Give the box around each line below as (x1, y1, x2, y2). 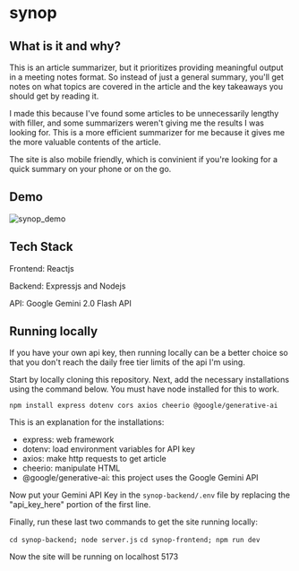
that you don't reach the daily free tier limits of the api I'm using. (9, 357, 246, 368)
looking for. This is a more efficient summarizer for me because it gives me (9, 127, 286, 137)
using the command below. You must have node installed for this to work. (9, 384, 280, 394)
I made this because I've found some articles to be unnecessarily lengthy (9, 108, 279, 118)
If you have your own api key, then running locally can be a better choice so (9, 348, 288, 359)
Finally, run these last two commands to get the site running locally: (9, 516, 258, 527)
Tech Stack (9, 239, 73, 255)
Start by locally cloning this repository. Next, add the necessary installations (9, 375, 289, 385)
